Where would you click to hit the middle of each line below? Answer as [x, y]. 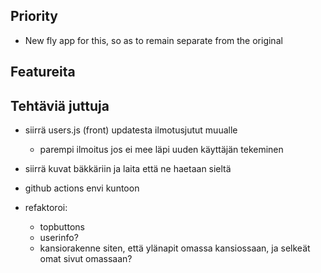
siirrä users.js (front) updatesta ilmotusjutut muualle [131, 130]
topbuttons [62, 227]
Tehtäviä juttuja [60, 105]
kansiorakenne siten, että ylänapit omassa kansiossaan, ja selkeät [175, 248]
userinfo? [59, 238]
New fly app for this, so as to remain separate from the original [153, 40]
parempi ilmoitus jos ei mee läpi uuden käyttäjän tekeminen [161, 150]
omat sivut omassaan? [86, 259]
